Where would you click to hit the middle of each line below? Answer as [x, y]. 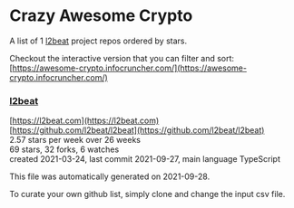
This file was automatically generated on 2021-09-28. [110, 176]
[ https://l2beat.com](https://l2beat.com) [84, 121]
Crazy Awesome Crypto [101, 16]
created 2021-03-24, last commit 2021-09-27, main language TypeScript [145, 159]
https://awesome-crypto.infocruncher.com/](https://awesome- [130, 68]
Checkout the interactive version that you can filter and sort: [122, 58]
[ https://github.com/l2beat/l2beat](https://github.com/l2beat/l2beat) [137, 130]
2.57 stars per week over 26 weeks [75, 140]
